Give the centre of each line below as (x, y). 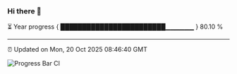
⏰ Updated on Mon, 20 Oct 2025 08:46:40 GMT (78, 50)
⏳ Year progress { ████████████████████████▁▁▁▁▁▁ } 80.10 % (115, 27)
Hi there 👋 (25, 11)
